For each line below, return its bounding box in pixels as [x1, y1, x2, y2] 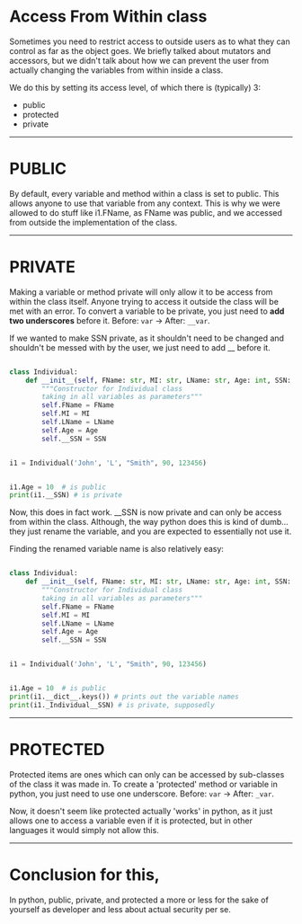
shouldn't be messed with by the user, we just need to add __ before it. [9, 342, 271, 352]
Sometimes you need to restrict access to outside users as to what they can [9, 36, 290, 47]
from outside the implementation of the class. [9, 217, 178, 227]
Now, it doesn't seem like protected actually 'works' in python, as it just [9, 805, 273, 816]
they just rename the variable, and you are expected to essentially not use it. [9, 526, 292, 537]
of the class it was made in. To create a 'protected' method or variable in [9, 778, 279, 789]
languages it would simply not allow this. [9, 824, 159, 835]
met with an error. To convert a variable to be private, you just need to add [9, 306, 285, 316]
